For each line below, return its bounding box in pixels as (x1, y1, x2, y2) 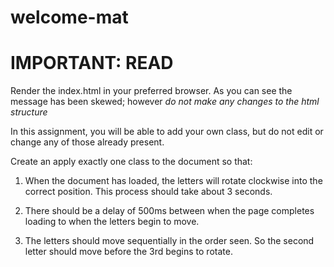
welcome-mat (10, 6, 129, 29)
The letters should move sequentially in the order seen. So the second (24, 235, 315, 247)
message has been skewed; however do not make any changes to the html (10, 96, 320, 108)
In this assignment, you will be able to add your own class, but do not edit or (10, 126, 324, 138)
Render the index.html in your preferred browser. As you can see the (10, 85, 293, 97)
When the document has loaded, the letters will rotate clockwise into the (24, 175, 323, 187)
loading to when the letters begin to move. (24, 216, 200, 228)
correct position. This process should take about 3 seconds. (24, 186, 273, 198)
